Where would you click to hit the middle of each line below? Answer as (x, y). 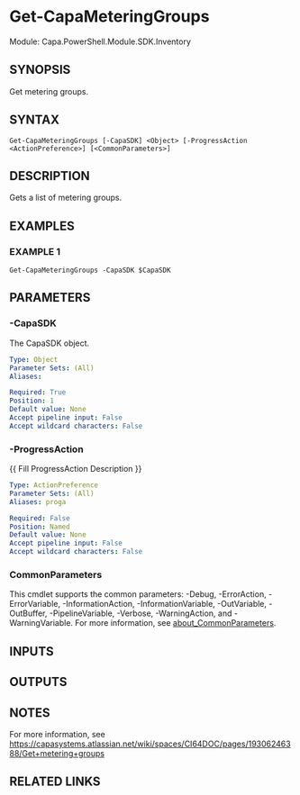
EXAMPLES (42, 226)
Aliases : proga (38, 501)
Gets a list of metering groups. (66, 198)
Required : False (40, 518)
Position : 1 (32, 401)
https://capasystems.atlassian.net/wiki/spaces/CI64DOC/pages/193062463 (150, 744)
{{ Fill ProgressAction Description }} (76, 469)
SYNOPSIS (40, 70)
